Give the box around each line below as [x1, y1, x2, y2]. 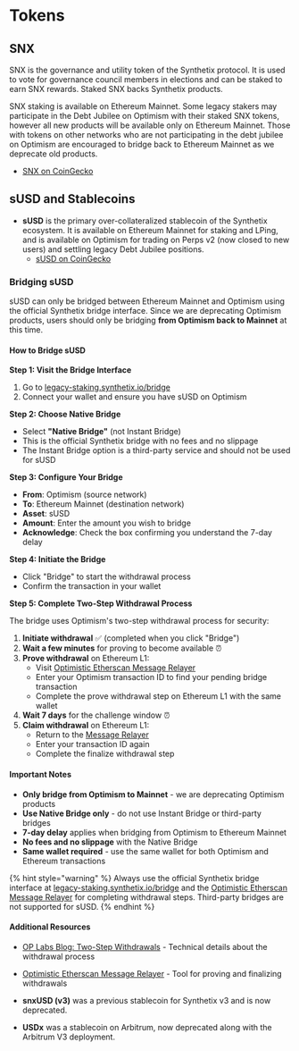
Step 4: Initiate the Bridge [9, 554, 106, 565]
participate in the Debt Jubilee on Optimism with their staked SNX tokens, [9, 111, 279, 121]
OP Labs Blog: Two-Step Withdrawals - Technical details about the [21, 941, 268, 952]
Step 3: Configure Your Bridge [9, 472, 123, 483]
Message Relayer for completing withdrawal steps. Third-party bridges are [9, 891, 284, 903]
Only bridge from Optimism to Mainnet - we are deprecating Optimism [21, 788, 285, 800]
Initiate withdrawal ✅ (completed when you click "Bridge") [21, 633, 240, 643]
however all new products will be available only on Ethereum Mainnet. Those [9, 120, 291, 130]
